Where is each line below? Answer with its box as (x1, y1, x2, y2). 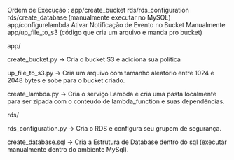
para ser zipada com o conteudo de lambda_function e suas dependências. (7, 97, 226, 106)
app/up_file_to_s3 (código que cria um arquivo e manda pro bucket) (7, 28, 203, 36)
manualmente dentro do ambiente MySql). (7, 145, 129, 153)
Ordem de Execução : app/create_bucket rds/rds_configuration (7, 6, 189, 14)
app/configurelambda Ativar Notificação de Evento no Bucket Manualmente (7, 21, 226, 29)
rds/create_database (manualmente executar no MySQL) (7, 13, 171, 22)
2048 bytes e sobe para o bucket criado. (7, 76, 125, 85)
